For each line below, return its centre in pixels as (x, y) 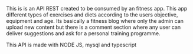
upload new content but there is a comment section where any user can (94, 27)
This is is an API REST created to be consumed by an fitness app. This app (97, 9)
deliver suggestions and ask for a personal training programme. (83, 33)
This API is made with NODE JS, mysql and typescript (71, 45)
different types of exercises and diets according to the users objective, (92, 15)
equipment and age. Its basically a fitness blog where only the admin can (95, 21)
